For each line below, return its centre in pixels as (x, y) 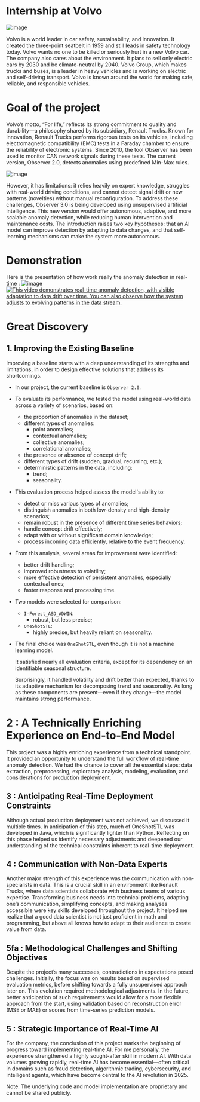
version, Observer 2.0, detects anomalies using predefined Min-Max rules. (98, 162)
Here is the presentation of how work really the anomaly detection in (90, 277)
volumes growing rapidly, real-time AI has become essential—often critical (98, 1062)
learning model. (34, 650)
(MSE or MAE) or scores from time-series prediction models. (81, 1010)
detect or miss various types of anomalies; (76, 503)
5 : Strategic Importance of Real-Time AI (82, 1029)
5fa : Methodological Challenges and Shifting (92, 948)
